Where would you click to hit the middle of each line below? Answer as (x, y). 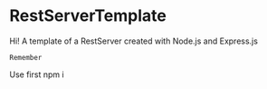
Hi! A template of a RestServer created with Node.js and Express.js (133, 41)
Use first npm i (37, 74)
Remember (26, 57)
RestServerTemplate (88, 16)
